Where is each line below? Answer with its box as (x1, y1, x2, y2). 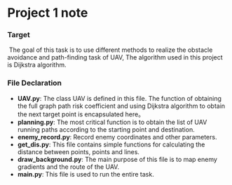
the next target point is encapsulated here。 (17, 110, 145, 118)
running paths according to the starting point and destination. (17, 125, 195, 134)
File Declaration (7, 78, 62, 88)
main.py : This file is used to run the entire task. (17, 170, 154, 178)
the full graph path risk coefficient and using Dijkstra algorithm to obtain (17, 102, 226, 110)
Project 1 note (7, 5, 88, 21)
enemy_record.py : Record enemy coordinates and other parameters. (17, 132, 217, 141)
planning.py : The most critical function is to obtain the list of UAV (17, 118, 207, 126)
